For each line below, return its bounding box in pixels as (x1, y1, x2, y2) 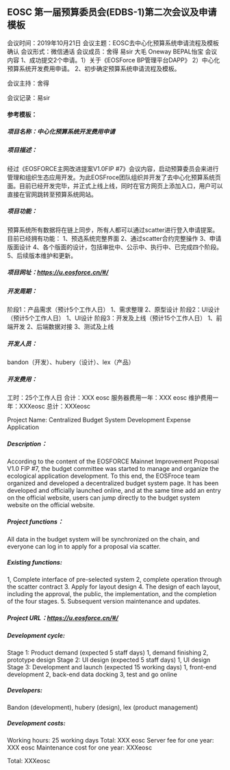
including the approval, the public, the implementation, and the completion (7, 589, 217, 598)
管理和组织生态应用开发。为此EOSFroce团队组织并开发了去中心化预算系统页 (7, 173, 221, 181)
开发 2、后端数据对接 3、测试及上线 (12, 322, 114, 331)
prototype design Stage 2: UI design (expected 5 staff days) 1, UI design (7, 656, 211, 664)
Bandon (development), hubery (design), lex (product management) (7, 704, 199, 712)
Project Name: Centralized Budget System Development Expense (7, 416, 191, 424)
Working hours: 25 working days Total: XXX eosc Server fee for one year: (7, 736, 214, 745)
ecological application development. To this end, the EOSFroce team (7, 472, 200, 480)
